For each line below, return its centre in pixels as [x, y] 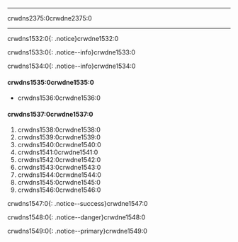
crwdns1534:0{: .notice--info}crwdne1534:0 [72, 66]
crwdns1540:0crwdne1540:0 [59, 145]
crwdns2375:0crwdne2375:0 [50, 18]
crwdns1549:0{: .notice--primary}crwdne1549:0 [77, 231]
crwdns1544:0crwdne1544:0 [59, 175]
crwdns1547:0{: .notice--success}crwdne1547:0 [78, 204]
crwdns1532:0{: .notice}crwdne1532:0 [63, 39]
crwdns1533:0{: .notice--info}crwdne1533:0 [72, 52]
